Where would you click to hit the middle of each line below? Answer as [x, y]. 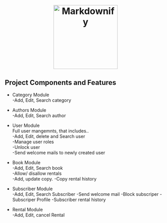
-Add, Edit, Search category [41, 100]
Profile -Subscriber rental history [71, 199]
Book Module [26, 162]
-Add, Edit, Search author [39, 116]
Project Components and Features [60, 83]
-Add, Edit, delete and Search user [49, 136]
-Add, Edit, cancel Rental [38, 215]
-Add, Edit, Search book [37, 168]
